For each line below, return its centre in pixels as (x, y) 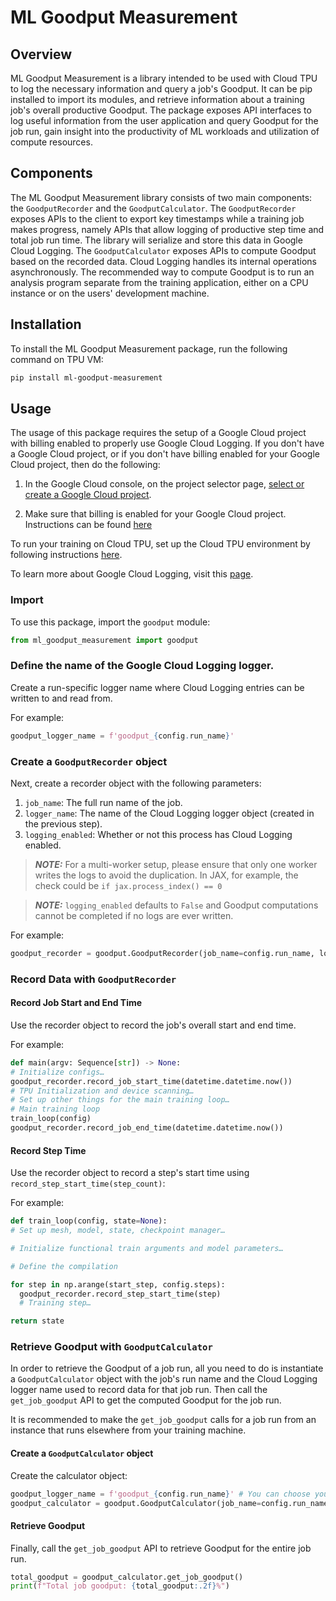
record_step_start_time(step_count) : (88, 1183)
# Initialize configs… (57, 1072)
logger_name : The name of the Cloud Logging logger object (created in (169, 813)
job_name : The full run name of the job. (103, 802)
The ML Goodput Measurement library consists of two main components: (161, 197)
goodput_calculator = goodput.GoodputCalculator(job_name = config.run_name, (171, 1503)
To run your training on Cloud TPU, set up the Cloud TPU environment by (160, 544)
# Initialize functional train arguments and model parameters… (147, 1248)
